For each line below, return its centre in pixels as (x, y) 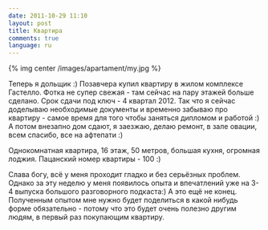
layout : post (30, 23)
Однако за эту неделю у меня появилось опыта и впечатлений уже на (129, 183)
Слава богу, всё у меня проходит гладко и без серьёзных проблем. (124, 175)
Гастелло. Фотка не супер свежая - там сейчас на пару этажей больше (131, 92)
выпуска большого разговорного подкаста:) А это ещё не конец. (126, 192)
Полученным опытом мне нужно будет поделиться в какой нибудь (123, 200)
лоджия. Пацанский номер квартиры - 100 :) (85, 159)
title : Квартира (35, 30)
